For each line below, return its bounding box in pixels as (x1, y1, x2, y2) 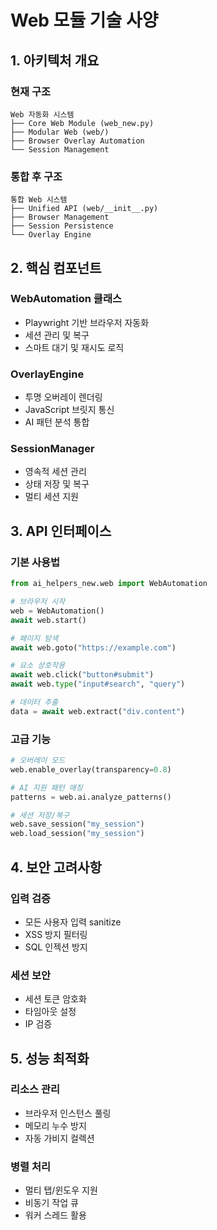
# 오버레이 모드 (10, 756, 66, 766)
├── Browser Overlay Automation (10, 136, 145, 146)
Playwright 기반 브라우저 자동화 (24, 316, 150, 328)
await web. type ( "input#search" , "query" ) (10, 679, 186, 690)
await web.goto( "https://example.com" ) (10, 642, 177, 653)
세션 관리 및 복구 (24, 329, 90, 341)
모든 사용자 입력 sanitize (24, 916, 122, 928)
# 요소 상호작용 (10, 661, 66, 671)
